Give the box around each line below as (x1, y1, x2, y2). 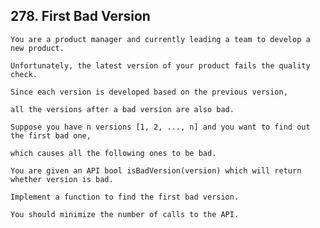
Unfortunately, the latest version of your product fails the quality (10, 60, 311, 71)
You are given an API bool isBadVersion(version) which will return (10, 165, 302, 176)
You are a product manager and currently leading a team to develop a (10, 34, 311, 44)
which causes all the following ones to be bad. (10, 148, 217, 158)
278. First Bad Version (10, 8, 151, 25)
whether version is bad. (10, 174, 114, 184)
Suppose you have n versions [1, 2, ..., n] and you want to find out (10, 122, 311, 132)
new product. (10, 43, 65, 53)
